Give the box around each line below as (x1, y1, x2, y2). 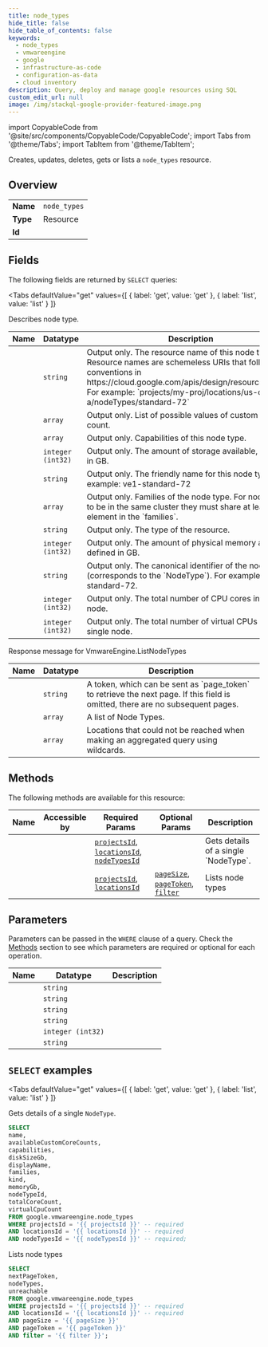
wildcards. (86, 744, 126, 755)
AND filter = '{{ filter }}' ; (8, 1332, 109, 1340)
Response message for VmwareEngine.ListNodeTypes (8, 646, 187, 656)
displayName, (8, 1161, 52, 1169)
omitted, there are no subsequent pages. (86, 699, 239, 710)
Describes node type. (8, 314, 80, 324)
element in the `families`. (86, 511, 179, 522)
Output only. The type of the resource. (86, 524, 231, 535)
